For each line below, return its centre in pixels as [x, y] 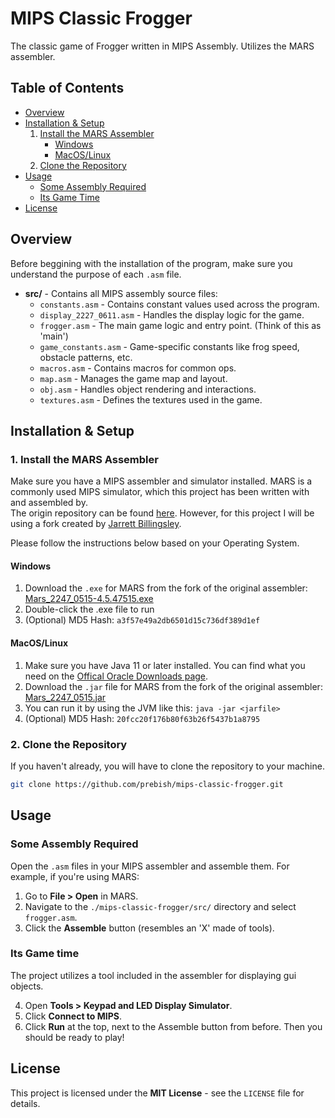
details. [25, 1103]
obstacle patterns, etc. [86, 357]
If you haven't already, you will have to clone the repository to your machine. [167, 766]
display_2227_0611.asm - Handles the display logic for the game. [172, 314]
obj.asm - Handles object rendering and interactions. [148, 389]
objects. [27, 986]
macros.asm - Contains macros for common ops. [138, 368]
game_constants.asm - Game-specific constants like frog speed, [169, 346]
